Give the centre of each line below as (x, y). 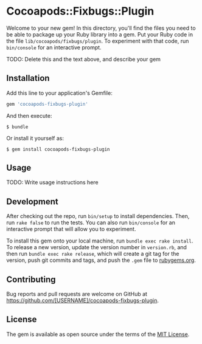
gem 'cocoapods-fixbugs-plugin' (47, 104)
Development (33, 201)
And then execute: (29, 115)
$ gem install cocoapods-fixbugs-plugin (58, 149)
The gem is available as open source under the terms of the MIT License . (98, 334)
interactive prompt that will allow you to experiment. (71, 229)
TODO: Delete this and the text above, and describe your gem (84, 59)
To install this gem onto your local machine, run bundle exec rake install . (100, 241)
